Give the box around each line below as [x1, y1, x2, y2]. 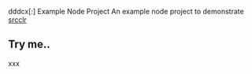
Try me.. [8, 38, 51, 51]
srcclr [8, 15, 28, 24]
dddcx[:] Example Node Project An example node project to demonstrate [8, 7, 244, 16]
